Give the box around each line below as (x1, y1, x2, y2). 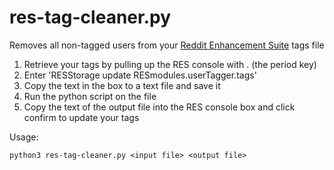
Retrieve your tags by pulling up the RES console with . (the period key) (23, 58, 317, 70)
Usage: (9, 131, 39, 143)
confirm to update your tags (23, 111, 140, 123)
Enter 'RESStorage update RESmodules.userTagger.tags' (23, 69, 257, 81)
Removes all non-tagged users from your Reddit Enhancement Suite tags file (9, 39, 325, 51)
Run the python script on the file (23, 90, 157, 102)
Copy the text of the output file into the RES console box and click (23, 101, 296, 113)
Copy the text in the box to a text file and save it (23, 79, 221, 91)
